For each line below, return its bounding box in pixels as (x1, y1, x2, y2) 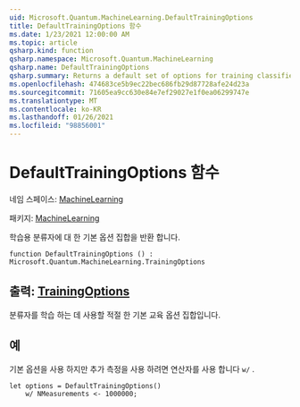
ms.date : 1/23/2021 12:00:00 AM (9, 30, 129, 38)
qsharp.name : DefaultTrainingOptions (9, 64, 150, 72)
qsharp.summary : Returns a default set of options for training (9, 72, 254, 81)
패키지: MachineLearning (9, 212, 100, 224)
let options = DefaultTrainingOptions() (9, 381, 162, 390)
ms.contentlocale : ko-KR (9, 105, 102, 114)
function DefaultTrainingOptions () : (9, 250, 154, 259)
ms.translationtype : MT (9, 96, 98, 106)
